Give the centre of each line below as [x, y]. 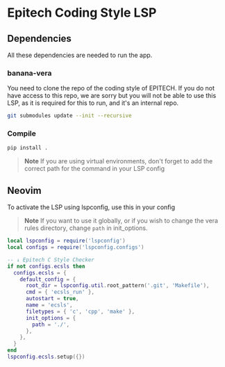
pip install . [28, 148]
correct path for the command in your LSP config [94, 169]
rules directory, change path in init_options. [86, 228]
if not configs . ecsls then [46, 266]
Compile [22, 133]
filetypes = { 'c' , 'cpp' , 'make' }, [80, 311]
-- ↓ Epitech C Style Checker [51, 260]
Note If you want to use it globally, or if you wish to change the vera [121, 221]
